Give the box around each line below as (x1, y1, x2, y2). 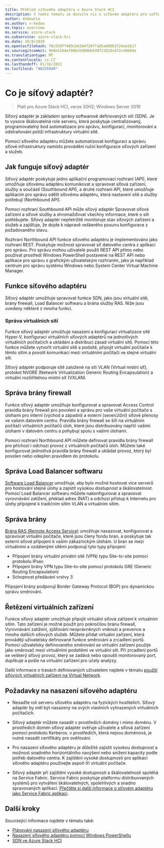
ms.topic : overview (5, 25, 45, 30)
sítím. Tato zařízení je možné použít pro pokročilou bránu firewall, (5, 621, 137, 627)
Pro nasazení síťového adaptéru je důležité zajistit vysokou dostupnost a (12, 744, 158, 750)
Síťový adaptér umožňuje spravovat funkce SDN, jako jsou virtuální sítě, (5, 295, 149, 301)
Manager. (5, 267, 24, 273)
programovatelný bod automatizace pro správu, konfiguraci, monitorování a (5, 123, 157, 129)
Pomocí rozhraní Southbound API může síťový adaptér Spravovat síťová (5, 206, 149, 212)
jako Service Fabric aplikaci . (12, 790, 69, 796)
